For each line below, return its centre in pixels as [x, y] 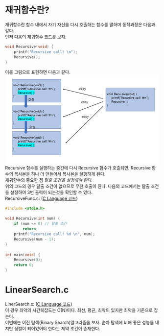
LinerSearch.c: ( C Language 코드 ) [39, 304]
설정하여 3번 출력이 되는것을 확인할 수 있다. [51, 192]
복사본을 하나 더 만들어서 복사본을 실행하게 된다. [60, 174]
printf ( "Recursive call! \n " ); [46, 52]
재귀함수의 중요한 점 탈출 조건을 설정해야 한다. [49, 180]
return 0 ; [24, 265]
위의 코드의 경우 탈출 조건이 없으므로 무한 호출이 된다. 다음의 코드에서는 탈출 [78, 186]
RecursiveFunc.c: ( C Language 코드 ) [41, 198]
